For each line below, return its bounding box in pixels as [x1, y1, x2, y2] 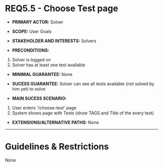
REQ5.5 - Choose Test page [5, 3, 118, 14]
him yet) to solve [12, 86, 46, 92]
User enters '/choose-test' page [12, 105, 77, 111]
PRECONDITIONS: [12, 47, 49, 53]
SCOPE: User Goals [12, 28, 52, 34]
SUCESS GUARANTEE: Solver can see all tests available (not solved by [12, 81, 154, 87]
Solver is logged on [12, 56, 51, 62]
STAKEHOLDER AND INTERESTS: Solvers [12, 37, 97, 44]
